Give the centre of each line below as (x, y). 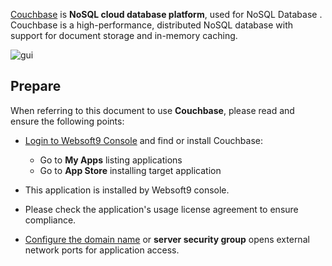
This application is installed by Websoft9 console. (127, 190)
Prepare (36, 86)
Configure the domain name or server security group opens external (167, 239)
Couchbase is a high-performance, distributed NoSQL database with (152, 25)
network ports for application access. (102, 250)
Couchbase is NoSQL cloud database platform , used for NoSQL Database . (166, 14)
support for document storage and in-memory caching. (124, 35)
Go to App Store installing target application (130, 170)
